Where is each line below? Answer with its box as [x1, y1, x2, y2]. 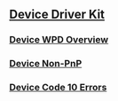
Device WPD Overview [9, 34, 109, 46]
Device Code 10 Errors [9, 82, 107, 94]
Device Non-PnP [9, 58, 83, 70]
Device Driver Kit [9, 7, 105, 22]
